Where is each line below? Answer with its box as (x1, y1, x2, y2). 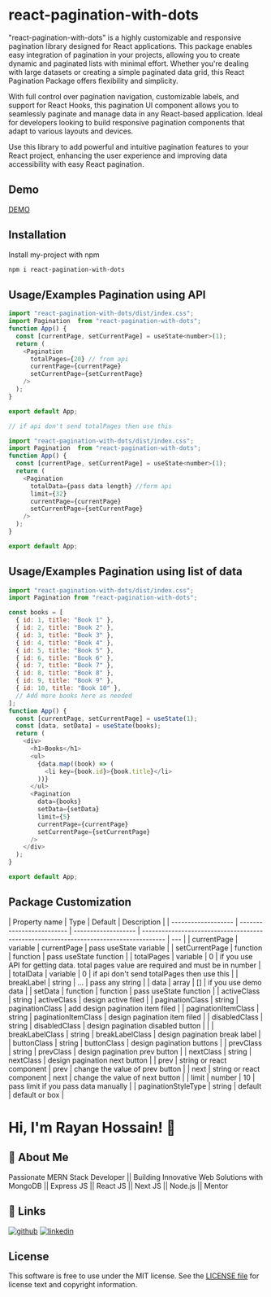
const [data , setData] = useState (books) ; (15, 722, 161, 730)
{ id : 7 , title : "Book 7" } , (15, 662, 114, 670)
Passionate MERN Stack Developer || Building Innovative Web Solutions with (8, 1172, 264, 1181)
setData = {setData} (37, 806, 100, 814)
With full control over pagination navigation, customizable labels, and (8, 91, 239, 101)
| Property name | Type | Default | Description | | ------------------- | (8, 917, 239, 927)
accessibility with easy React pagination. (8, 159, 144, 168)
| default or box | (8, 1090, 65, 1099)
